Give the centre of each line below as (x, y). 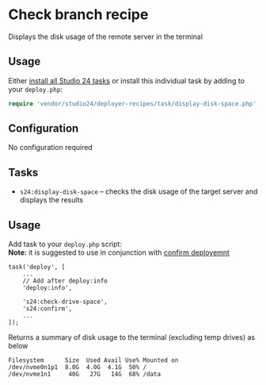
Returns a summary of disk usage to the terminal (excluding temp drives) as (132, 337)
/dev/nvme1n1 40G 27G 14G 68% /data (84, 375)
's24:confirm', (47, 309)
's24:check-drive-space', (65, 302)
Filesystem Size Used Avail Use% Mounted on (93, 360)
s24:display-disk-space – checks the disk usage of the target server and (139, 191)
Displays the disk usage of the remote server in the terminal (106, 37)
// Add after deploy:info (65, 281)
